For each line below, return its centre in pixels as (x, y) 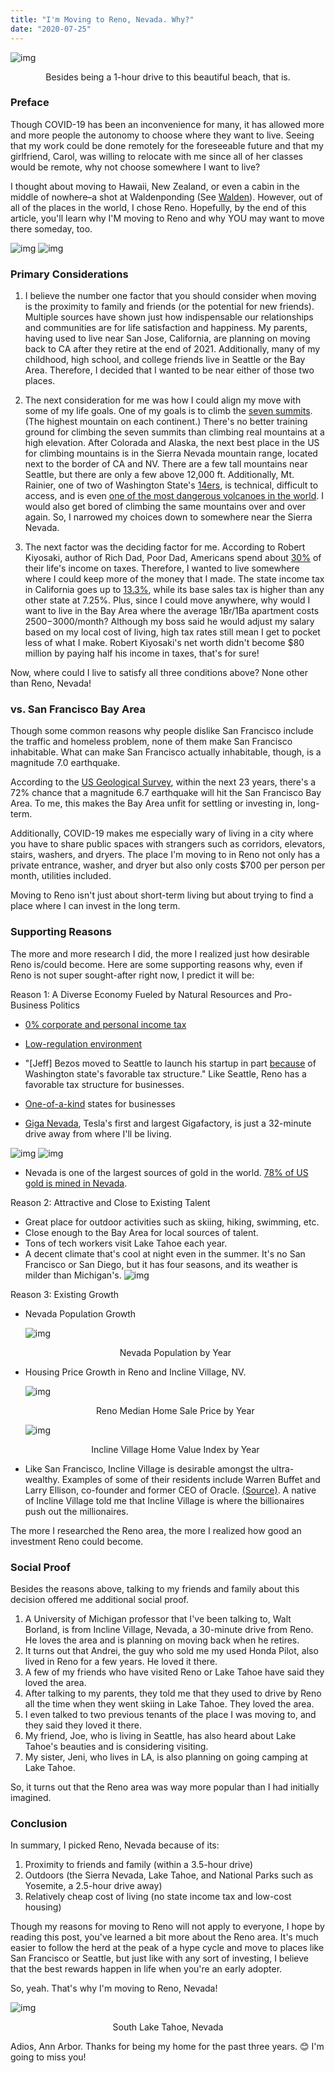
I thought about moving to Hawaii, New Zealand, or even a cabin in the (155, 186)
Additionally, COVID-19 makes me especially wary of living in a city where (162, 833)
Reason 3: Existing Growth (65, 1294)
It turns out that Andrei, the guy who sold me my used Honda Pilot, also (171, 1650)
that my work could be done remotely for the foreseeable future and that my (167, 145)
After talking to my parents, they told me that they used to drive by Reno (173, 1693)
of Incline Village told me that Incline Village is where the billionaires (164, 1500)
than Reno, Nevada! (51, 683)
